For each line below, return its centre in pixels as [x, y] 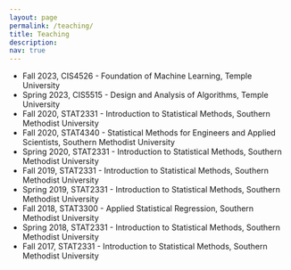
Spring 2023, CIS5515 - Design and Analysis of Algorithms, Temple [145, 95]
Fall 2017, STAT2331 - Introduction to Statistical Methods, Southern [145, 247]
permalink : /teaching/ [51, 26]
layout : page [33, 17]
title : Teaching [39, 34]
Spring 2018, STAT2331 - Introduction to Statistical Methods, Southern [151, 227]
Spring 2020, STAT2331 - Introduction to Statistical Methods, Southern [152, 151]
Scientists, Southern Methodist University [99, 143]
